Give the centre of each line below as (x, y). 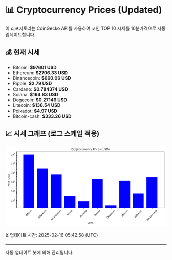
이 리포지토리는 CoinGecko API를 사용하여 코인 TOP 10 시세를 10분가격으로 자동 (85, 28)
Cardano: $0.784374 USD (40, 89)
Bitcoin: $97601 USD (35, 67)
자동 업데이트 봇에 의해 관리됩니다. (39, 252)
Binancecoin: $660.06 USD (42, 78)
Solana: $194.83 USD (36, 94)
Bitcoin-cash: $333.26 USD (42, 116)
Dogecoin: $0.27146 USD (40, 100)
